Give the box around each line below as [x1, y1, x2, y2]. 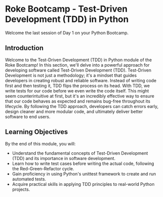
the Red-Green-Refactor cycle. [12, 165, 74, 171]
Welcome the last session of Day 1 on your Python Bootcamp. [5, 30, 129, 36]
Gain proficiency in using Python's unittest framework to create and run [12, 171, 156, 177]
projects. [12, 186, 30, 192]
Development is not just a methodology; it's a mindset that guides [5, 72, 137, 78]
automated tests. [12, 176, 46, 182]
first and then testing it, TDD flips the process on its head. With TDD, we [5, 83, 150, 89]
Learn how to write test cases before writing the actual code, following [12, 161, 155, 166]
